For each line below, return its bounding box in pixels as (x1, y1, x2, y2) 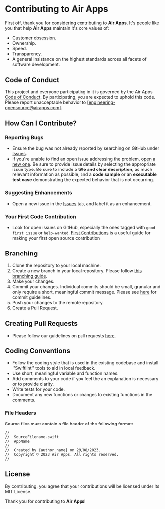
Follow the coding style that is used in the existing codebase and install (12, 360, 159, 366)
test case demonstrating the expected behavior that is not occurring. (12, 177, 154, 183)
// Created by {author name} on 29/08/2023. (5, 447, 101, 453)
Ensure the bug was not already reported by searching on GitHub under (12, 145, 160, 151)
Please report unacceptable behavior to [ (5, 99, 89, 105)
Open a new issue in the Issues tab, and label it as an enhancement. (12, 200, 152, 207)
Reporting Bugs (5, 134, 44, 141)
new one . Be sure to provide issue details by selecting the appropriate (12, 161, 156, 167)
